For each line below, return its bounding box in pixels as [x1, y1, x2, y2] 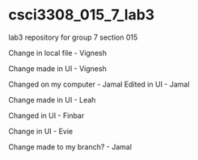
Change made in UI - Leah [8, 95, 96, 104]
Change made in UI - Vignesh [8, 63, 107, 74]
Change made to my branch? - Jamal [8, 141, 132, 151]
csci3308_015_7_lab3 [8, 6, 155, 24]
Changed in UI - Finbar [8, 111, 85, 120]
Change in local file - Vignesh [8, 48, 107, 57]
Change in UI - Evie [8, 126, 74, 136]
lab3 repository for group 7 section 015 [8, 32, 138, 42]
